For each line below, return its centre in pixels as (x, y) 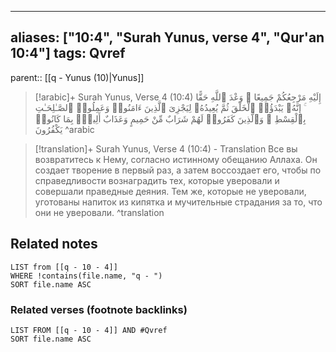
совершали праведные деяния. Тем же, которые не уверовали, (170, 191)
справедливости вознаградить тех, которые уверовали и (157, 180)
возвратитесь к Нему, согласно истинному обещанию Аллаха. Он (176, 159)
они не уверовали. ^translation (99, 212)
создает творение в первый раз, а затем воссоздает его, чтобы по (178, 170)
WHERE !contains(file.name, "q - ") (86, 276)
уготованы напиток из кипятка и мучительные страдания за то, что (178, 202)
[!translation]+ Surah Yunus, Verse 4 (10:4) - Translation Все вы (166, 148)
